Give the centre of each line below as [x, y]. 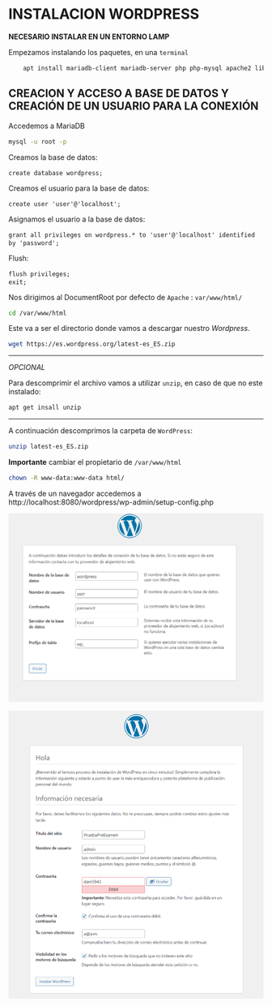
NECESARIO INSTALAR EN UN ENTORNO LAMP [89, 37]
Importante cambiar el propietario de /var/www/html [95, 462]
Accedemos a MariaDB [47, 126]
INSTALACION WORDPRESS [104, 14]
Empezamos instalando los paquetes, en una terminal [98, 52]
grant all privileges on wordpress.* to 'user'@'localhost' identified [132, 235]
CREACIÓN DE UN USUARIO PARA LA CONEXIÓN [134, 106]
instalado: [25, 392]
